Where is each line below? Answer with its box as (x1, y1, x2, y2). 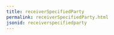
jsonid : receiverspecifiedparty (6, 20, 87, 26)
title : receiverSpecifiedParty (6, 8, 85, 15)
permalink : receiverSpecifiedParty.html (6, 14, 109, 20)
